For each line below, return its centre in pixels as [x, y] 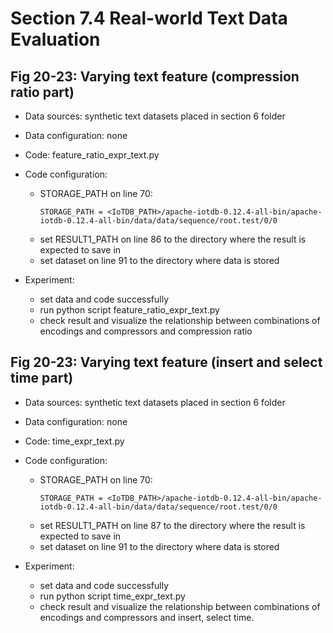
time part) [42, 378]
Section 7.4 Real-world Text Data [149, 18]
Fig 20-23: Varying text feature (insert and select [166, 362]
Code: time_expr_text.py [74, 441]
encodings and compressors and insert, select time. [147, 617]
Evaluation [55, 39]
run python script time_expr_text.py [112, 596]
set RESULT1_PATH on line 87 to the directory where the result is [172, 525]
